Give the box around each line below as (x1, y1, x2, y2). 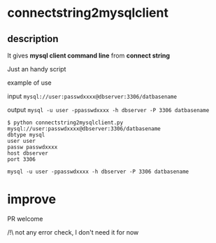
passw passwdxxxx (7, 144, 58, 151)
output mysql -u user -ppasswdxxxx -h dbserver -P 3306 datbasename (7, 106, 210, 113)
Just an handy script (7, 65, 66, 73)
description (7, 33, 59, 45)
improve (7, 191, 57, 207)
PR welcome (7, 214, 43, 223)
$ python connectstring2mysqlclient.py (7, 119, 124, 126)
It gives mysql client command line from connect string (7, 51, 170, 60)
